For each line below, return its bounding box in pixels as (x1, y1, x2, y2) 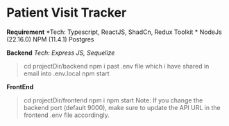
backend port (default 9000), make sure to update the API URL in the (23, 103, 221, 111)
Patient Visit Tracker (6, 5, 127, 21)
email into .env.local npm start (23, 69, 110, 78)
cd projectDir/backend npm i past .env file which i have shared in (23, 62, 210, 70)
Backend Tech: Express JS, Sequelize (6, 48, 115, 57)
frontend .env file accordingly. (23, 111, 110, 119)
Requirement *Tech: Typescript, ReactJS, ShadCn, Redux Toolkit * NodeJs (6, 28, 223, 36)
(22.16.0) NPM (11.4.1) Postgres (6, 35, 94, 43)
